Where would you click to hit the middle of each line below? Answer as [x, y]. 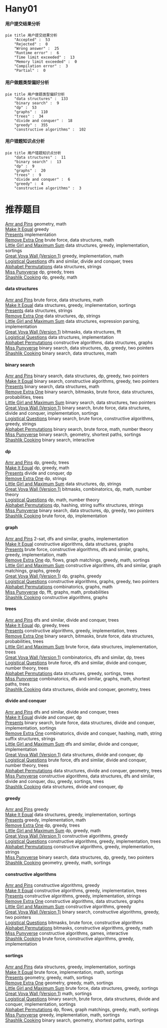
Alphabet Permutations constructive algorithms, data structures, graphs [79, 342]
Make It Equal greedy [27, 229]
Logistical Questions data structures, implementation [59, 337]
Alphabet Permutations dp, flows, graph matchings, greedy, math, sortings [82, 1009]
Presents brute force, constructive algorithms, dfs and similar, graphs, [77, 549]
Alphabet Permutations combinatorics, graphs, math [59, 587]
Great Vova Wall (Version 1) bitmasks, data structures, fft [63, 331]
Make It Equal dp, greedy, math [37, 468]
